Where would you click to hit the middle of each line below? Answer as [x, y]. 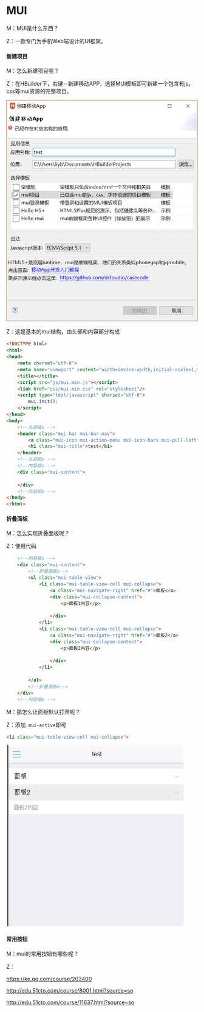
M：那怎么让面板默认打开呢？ [43, 712]
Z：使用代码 [21, 546]
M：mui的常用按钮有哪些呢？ [42, 954]
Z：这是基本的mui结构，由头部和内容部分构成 [63, 332]
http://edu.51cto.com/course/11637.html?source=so [70, 1002]
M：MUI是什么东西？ [32, 28]
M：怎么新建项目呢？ [33, 71]
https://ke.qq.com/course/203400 [49, 979]
